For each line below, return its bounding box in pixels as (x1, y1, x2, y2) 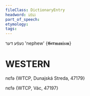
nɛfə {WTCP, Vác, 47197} (5, 85, 59, 91)
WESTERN (5, 58, 50, 70)
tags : (5, 26, 17, 31)
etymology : (5, 21, 29, 27)
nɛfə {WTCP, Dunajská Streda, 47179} (5, 75, 85, 81)
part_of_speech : (5, 17, 40, 22)
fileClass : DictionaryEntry (5, 7, 65, 13)
